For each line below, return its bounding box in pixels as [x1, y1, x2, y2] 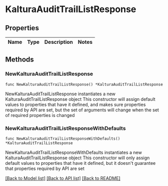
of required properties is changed [5, 112, 75, 118]
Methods [5, 55, 34, 64]
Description [44, 39, 73, 45]
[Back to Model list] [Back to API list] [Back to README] [5, 175, 121, 181]
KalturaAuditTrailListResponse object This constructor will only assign [5, 155, 150, 161]
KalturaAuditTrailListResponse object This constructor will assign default [5, 96, 156, 102]
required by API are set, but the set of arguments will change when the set [5, 107, 159, 113]
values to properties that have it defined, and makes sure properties [5, 101, 146, 107]
